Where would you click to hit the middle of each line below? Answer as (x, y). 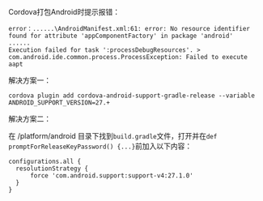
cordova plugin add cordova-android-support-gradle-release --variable (131, 96)
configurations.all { (45, 161)
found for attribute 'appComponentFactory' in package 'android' (121, 36)
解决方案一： (30, 80)
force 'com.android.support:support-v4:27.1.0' (112, 176)
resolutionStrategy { (52, 169)
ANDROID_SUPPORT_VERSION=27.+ (59, 103)
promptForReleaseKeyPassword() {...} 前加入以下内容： (100, 146)
